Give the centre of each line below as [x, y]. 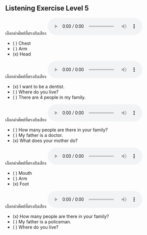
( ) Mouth [22, 173]
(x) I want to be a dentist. [38, 86]
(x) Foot [21, 183]
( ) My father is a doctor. [38, 135]
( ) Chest [22, 43]
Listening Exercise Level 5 [47, 8]
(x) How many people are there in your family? [61, 216]
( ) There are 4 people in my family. [49, 97]
